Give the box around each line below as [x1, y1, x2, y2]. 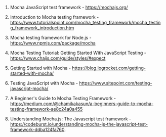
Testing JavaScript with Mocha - [10, 80, 78, 86]
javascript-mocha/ [10, 85, 49, 92]
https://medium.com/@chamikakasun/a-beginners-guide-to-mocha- [10, 101, 154, 107]
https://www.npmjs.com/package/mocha [10, 40, 96, 46]
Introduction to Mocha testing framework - [10, 14, 99, 20]
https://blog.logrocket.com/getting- [71, 65, 146, 71]
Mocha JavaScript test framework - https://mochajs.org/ [10, 5, 128, 10]
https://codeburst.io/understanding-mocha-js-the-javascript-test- [10, 121, 148, 127]
